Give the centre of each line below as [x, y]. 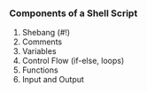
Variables [39, 51]
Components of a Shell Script [73, 13]
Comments [42, 42]
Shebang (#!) [46, 33]
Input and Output [53, 80]
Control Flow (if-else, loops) [73, 61]
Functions [40, 70]
